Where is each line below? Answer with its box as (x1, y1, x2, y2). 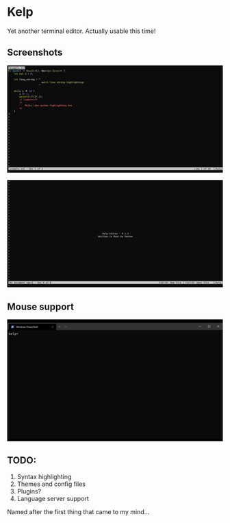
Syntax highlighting (16, 473, 72, 481)
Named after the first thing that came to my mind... (7, 508, 150, 516)
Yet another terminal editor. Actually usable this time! (7, 27, 156, 35)
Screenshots (7, 47, 63, 58)
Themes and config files (16, 480, 86, 488)
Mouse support (7, 301, 74, 312)
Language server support (16, 495, 89, 503)
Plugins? (16, 487, 42, 496)
